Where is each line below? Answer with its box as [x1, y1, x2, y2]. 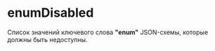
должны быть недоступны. [7, 35, 88, 43]
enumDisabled [7, 5, 94, 21]
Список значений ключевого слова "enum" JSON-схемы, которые [7, 28, 209, 36]
